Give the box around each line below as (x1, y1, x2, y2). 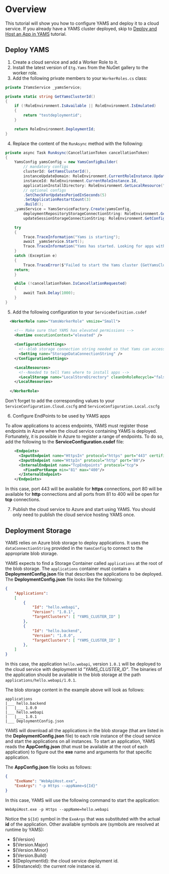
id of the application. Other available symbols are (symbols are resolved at (5, 821, 159, 827)
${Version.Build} (12, 852, 47, 858)
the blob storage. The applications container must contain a (5, 565, 131, 572)
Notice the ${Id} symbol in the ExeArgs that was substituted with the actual (5, 815, 160, 821)
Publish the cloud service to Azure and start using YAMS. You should (12, 506, 155, 512)
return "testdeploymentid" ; (23, 113, 82, 118)
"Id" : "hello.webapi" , (32, 605, 80, 610)
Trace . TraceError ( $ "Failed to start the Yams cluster (23, 263, 138, 268)
